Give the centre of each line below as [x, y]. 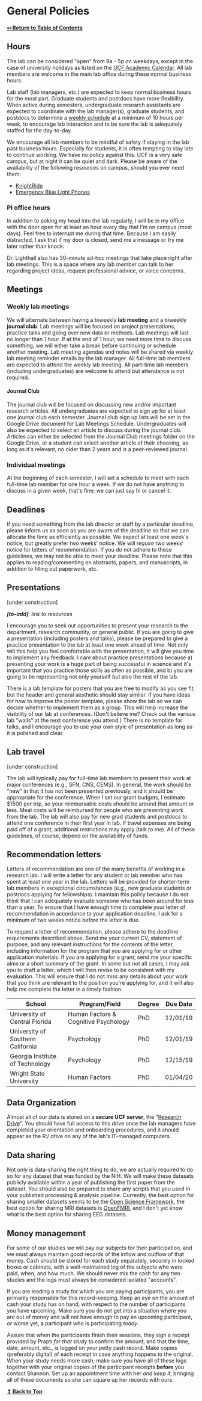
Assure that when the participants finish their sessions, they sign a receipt [98, 1335]
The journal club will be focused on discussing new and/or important [91, 404]
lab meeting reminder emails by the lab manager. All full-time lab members [99, 358]
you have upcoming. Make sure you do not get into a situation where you [97, 1310]
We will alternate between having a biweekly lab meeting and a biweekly [97, 319]
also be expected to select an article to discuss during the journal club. [94, 430]
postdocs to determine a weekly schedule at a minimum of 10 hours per [95, 117]
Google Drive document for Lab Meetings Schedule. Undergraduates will [97, 423]
